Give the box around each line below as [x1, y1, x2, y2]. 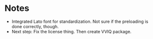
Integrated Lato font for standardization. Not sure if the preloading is [11, 19, 149, 24]
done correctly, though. [11, 23, 59, 29]
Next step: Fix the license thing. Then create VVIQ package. [11, 29, 132, 34]
